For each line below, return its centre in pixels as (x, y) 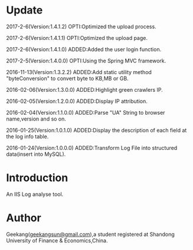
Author (24, 218)
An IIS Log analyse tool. (35, 194)
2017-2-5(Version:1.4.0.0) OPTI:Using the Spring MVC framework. (86, 61)
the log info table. (27, 136)
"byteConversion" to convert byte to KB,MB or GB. (67, 78)
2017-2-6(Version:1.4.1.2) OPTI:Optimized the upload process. (81, 26)
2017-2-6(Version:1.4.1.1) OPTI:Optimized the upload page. (77, 38)
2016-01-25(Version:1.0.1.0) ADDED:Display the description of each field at (97, 130)
